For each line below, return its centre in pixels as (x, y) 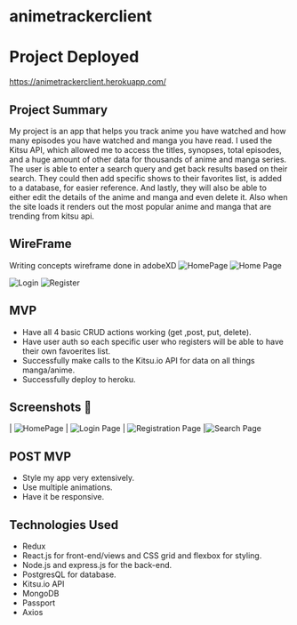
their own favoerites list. (66, 351)
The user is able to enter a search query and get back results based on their (148, 168)
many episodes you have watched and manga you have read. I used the (141, 140)
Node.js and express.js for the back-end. (97, 565)
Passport (39, 603)
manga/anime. (48, 370)
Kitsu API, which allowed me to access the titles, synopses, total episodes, (145, 149)
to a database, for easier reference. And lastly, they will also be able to (138, 188)
